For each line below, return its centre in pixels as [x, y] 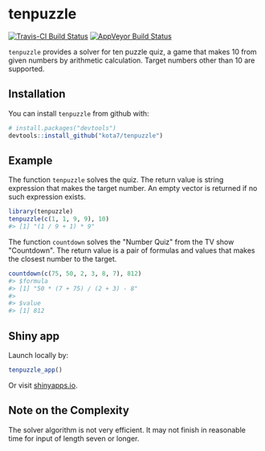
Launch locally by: [39, 355]
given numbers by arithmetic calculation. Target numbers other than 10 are [132, 60]
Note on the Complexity [69, 410]
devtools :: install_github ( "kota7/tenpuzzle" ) [86, 136]
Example [31, 160]
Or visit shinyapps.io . [43, 385]
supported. [26, 68]
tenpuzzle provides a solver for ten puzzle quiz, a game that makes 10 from [132, 51]
